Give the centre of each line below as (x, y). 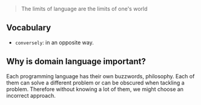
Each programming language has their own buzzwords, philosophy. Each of (100, 76)
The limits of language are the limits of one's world (84, 9)
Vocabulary (29, 28)
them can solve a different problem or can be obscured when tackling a (95, 83)
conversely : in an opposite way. (54, 42)
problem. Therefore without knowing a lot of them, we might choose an (95, 89)
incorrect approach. (31, 95)
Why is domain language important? (76, 62)
